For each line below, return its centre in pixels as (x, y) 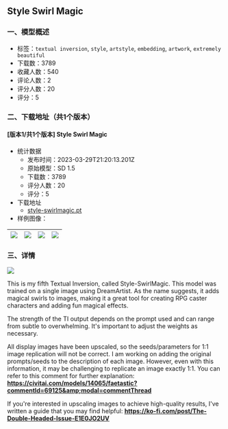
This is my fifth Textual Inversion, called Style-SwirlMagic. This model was (112, 283)
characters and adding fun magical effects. (68, 305)
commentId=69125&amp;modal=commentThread (79, 391)
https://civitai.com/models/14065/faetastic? (72, 383)
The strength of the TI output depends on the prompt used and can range (111, 319)
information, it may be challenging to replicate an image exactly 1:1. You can (114, 369)
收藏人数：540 (38, 71)
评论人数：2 (34, 80)
